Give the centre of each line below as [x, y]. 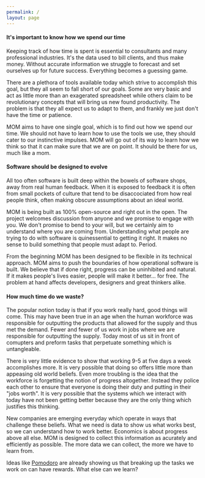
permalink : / [23, 12]
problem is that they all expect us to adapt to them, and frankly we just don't [102, 108]
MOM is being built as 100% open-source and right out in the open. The [97, 211]
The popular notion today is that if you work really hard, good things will [97, 310]
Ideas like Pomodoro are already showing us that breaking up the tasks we [100, 463]
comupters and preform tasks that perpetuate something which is [89, 343]
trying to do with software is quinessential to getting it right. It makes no [97, 238]
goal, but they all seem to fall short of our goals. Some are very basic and [99, 89]
